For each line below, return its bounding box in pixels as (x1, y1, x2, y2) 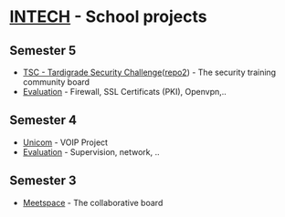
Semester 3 (9, 173, 77, 189)
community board (22, 77, 90, 88)
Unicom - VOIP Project (22, 137, 108, 148)
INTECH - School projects (9, 6, 207, 27)
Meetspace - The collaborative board (22, 197, 164, 208)
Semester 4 (9, 112, 78, 129)
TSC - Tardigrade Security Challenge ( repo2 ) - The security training (22, 67, 277, 77)
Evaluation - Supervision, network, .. (22, 146, 160, 157)
